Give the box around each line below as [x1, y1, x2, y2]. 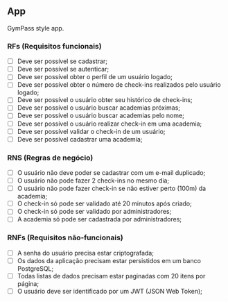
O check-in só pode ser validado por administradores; [17, 208, 172, 216]
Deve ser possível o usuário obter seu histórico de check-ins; [17, 96, 193, 104]
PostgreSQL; [17, 264, 54, 273]
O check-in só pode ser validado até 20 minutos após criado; [17, 199, 192, 208]
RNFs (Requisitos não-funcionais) [7, 233, 123, 242]
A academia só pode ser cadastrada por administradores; [17, 215, 182, 224]
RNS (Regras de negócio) [7, 153, 94, 162]
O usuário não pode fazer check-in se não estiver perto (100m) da [17, 184, 207, 193]
